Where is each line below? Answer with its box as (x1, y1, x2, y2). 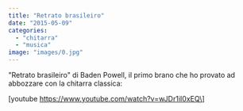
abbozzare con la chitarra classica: (8, 78, 123, 88)
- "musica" (15, 41, 52, 49)
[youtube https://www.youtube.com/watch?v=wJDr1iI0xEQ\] (8, 94, 205, 103)
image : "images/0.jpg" (8, 48, 83, 56)
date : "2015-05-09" (8, 19, 73, 27)
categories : (8, 26, 48, 34)
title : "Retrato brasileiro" (8, 11, 105, 20)
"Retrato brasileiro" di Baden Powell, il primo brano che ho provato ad (8, 71, 236, 79)
